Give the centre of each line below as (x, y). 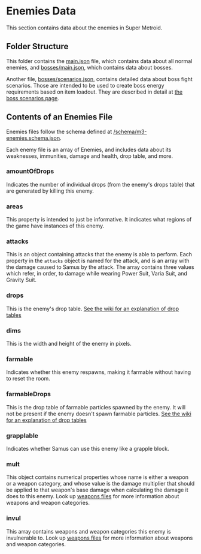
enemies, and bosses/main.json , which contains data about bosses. (90, 67)
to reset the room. (28, 379)
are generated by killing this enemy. (50, 191)
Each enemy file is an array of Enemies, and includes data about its (89, 149)
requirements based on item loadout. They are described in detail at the (95, 92)
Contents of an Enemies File (59, 117)
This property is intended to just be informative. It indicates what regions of (99, 220)
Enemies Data (41, 11)
